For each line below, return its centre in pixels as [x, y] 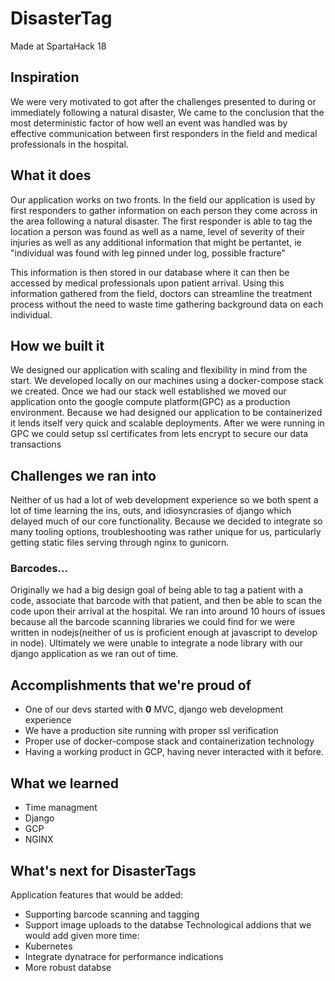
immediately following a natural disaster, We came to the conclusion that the [167, 112]
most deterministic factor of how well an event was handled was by [149, 123]
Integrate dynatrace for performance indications [124, 956]
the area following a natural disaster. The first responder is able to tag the [161, 221]
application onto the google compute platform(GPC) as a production [150, 402]
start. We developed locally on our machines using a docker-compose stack [167, 381]
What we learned [64, 783]
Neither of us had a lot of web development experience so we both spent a [164, 500]
